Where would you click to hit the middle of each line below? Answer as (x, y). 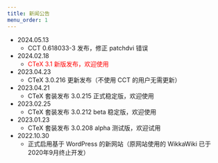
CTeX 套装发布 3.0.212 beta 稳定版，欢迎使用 (92, 112)
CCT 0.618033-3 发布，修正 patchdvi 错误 (88, 48)
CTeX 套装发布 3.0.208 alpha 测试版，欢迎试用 (94, 128)
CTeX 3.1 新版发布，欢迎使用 (68, 64)
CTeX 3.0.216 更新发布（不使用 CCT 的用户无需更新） (104, 79)
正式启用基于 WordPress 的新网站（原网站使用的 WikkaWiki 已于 (119, 144)
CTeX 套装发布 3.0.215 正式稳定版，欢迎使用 (91, 96)
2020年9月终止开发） (59, 152)
